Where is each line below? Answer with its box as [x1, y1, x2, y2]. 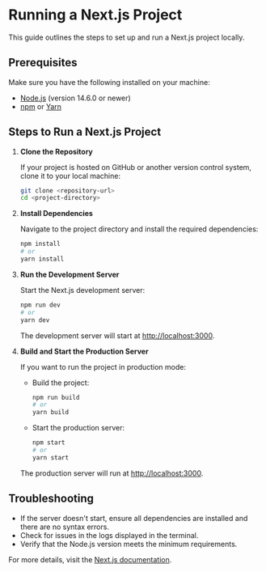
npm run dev [19, 301, 61, 309]
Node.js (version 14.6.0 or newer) [19, 93, 131, 103]
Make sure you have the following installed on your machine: [8, 77, 210, 87]
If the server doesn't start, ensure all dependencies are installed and [19, 513, 248, 523]
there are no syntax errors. [19, 522, 109, 532]
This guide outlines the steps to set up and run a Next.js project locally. [8, 32, 245, 42]
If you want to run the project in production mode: [19, 362, 187, 371]
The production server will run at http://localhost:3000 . [19, 468, 204, 478]
